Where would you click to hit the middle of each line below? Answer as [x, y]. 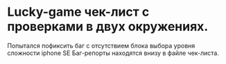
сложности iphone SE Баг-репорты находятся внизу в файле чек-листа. [113, 53]
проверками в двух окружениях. [108, 26]
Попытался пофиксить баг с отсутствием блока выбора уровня [101, 45]
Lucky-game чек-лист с [78, 12]
